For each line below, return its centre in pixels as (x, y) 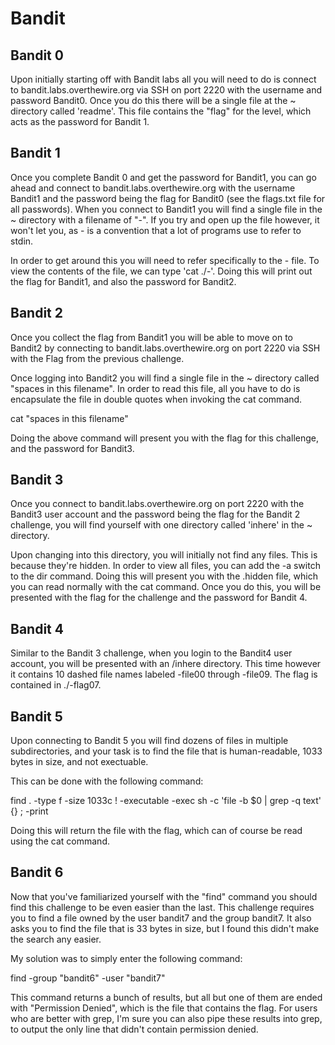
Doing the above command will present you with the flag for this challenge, (164, 438)
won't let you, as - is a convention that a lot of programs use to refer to (156, 230)
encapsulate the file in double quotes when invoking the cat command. (156, 399)
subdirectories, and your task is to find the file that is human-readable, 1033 (166, 751)
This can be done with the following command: (107, 781)
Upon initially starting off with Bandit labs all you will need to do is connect (163, 79)
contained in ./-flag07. (56, 685)
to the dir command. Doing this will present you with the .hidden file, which (164, 576)
